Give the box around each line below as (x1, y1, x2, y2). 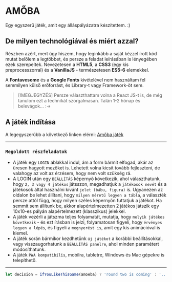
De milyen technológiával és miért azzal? (5, 37, 139, 46)
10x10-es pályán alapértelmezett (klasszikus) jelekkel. (12, 208, 126, 214)
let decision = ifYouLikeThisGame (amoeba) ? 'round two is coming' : (5, 272, 157, 277)
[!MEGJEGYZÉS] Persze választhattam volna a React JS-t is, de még (17, 92, 163, 98)
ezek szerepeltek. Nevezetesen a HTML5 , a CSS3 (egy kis (5, 61, 129, 68)
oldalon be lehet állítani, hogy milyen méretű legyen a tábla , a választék (12, 192, 166, 198)
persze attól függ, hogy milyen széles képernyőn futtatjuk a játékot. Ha (12, 197, 162, 203)
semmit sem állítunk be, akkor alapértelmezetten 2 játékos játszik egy (12, 203, 160, 209)
